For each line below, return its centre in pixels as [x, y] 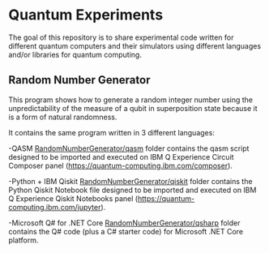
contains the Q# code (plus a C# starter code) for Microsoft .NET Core [126, 231]
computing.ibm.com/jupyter [55, 207]
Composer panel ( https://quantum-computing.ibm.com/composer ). [121, 165]
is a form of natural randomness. [63, 117]
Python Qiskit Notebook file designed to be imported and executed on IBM [132, 190]
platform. [23, 240]
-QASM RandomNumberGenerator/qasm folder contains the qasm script [129, 148]
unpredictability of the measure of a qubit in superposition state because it [133, 108]
